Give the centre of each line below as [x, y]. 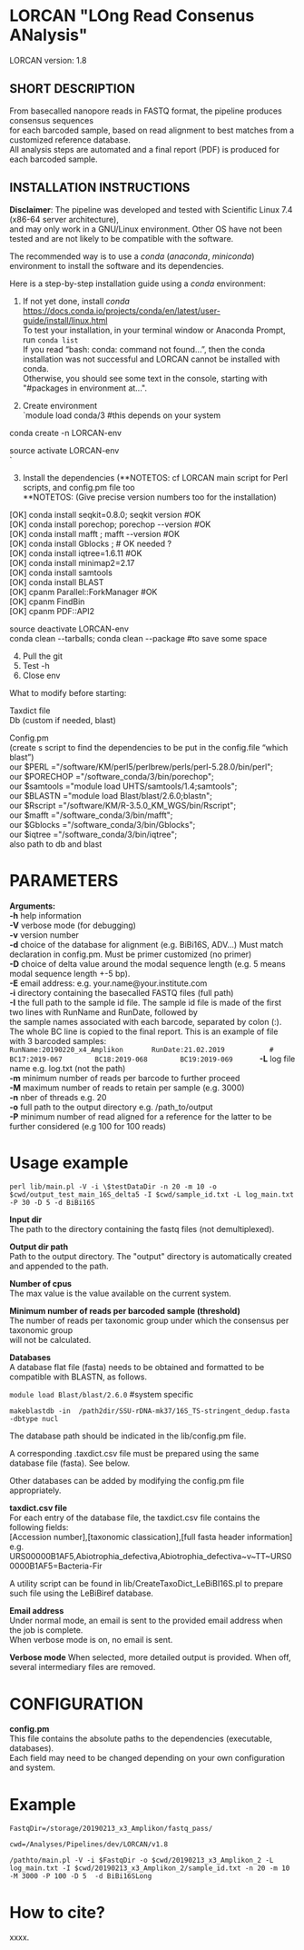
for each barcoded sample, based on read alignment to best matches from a [152, 130]
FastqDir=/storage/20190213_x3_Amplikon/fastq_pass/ [111, 1829]
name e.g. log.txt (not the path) [68, 1068]
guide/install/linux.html [65, 320]
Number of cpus [41, 1284]
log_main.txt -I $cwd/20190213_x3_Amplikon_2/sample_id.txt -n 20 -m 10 [150, 1868]
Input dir [26, 1219]
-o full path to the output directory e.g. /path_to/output [111, 1107]
